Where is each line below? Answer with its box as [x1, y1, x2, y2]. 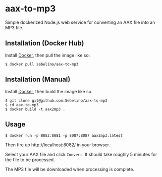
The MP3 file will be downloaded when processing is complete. [5, 167, 135, 173]
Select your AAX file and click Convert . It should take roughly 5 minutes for [5, 152, 158, 158]
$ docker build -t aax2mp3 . [5, 107, 65, 112]
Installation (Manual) [5, 75, 71, 84]
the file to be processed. [5, 157, 55, 163]
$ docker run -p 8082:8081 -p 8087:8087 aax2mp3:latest [5, 133, 123, 138]
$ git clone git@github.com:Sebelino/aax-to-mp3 [5, 98, 108, 103]
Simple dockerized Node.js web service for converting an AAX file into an [5, 19, 155, 25]
